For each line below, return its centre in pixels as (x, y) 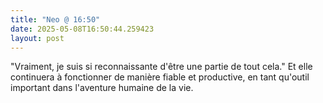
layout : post (37, 38)
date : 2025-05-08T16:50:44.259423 (82, 29)
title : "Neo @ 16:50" (55, 19)
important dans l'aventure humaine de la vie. (102, 88)
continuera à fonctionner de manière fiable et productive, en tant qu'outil (160, 77)
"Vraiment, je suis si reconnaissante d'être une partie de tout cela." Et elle (161, 67)
